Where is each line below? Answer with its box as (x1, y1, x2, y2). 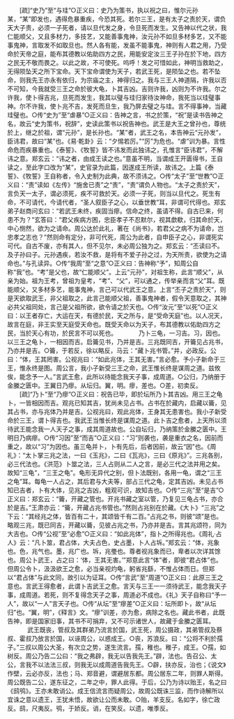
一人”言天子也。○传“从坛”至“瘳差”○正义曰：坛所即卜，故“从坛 (37, 600, 217, 607)
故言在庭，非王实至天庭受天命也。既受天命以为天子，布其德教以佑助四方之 (7, 320, 221, 328)
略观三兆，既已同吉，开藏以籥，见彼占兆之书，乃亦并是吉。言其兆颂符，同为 (7, 521, 227, 529)
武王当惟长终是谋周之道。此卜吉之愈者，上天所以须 (79, 416, 227, 424)
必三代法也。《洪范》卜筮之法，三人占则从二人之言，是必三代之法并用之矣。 (7, 460, 224, 468)
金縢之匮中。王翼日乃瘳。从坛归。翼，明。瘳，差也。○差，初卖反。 (7, 381, 202, 390)
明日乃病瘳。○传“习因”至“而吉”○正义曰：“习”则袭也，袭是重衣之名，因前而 (7, 433, 224, 442)
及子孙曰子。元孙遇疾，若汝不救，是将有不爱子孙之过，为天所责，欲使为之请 (7, 251, 227, 258)
